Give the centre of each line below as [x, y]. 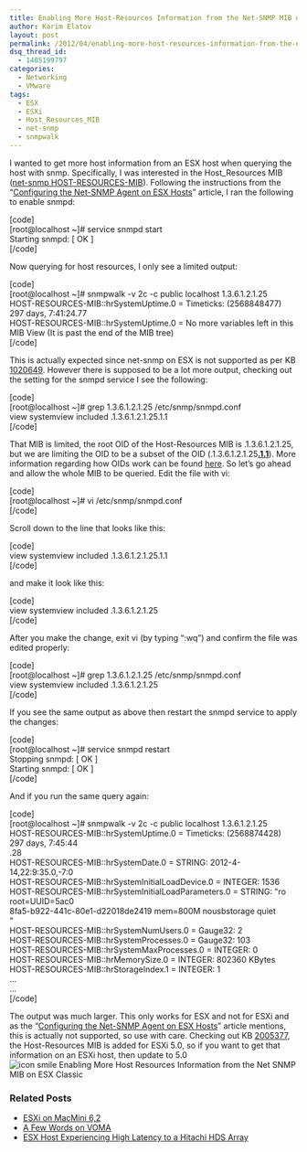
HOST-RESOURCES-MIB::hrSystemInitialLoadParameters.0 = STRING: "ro [148, 891]
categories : [32, 69]
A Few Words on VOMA [67, 1128]
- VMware [34, 86]
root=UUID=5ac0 [42, 901]
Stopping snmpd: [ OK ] [54, 759]
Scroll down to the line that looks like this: [88, 528]
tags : [20, 94]
